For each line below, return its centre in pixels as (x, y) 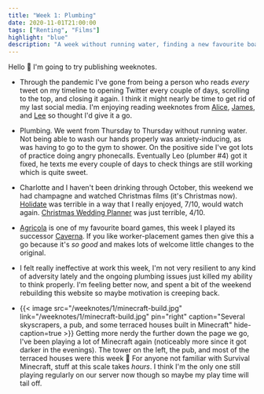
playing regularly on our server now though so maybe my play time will (134, 375)
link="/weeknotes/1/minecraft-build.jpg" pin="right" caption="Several (132, 317)
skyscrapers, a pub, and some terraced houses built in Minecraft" (126, 325)
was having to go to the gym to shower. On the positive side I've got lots (136, 148)
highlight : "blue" (38, 37)
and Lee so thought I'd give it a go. (75, 115)
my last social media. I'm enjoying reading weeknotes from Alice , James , (137, 108)
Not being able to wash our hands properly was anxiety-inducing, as (130, 139)
